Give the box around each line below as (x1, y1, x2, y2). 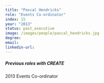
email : (5, 40, 19, 45)
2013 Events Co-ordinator (5, 73, 58, 79)
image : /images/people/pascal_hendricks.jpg (5, 31, 99, 36)
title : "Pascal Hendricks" (5, 7, 61, 13)
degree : (5, 36, 21, 41)
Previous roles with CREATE (5, 60, 64, 66)
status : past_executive (5, 26, 55, 31)
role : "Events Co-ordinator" (5, 12, 66, 17)
